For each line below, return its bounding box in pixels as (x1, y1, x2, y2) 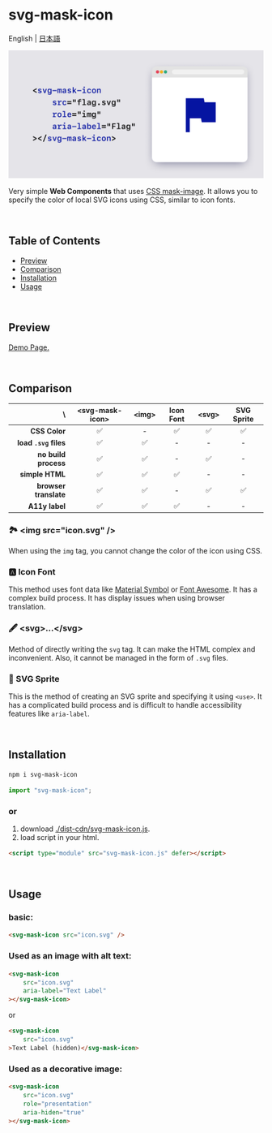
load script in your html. (19, 832, 100, 842)
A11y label (28, 501, 66, 510)
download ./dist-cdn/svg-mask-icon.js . (19, 824, 151, 834)
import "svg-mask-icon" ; (8, 786, 92, 795)
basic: (8, 911, 34, 923)
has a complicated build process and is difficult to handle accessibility (8, 700, 243, 710)
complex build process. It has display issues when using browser (8, 593, 225, 603)
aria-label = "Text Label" (23, 987, 107, 995)
